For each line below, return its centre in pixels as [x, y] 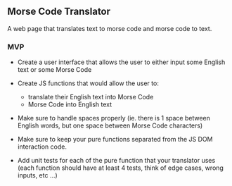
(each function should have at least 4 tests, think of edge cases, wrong [120, 168]
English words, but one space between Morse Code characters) [110, 125]
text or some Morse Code [54, 70]
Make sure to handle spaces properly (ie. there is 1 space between [114, 118]
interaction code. [42, 147]
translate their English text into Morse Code [91, 97]
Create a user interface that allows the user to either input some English [121, 62]
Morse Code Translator [59, 12]
